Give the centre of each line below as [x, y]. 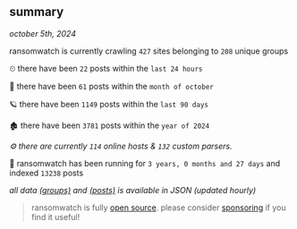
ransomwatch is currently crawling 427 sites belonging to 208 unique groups [149, 51]
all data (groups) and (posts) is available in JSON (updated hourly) [133, 190]
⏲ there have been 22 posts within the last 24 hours [106, 68]
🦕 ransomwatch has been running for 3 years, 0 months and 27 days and [145, 163]
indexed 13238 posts [47, 173]
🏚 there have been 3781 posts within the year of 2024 [110, 125]
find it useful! [55, 216]
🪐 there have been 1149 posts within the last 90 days [109, 104]
